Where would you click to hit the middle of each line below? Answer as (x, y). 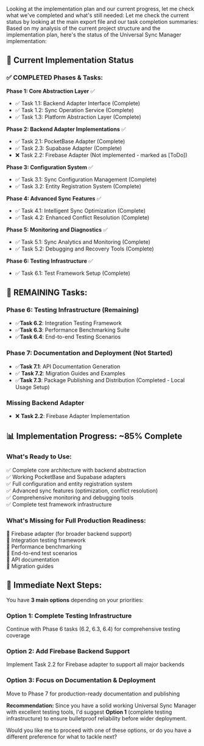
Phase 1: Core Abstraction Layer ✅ (51, 91)
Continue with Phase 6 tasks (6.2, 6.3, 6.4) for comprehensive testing (93, 629)
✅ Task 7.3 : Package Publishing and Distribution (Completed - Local (100, 380)
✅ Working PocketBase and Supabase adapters (66, 477)
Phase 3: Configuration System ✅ (50, 167)
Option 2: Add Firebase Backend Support (68, 651)
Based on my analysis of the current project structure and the (83, 28)
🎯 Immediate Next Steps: (54, 585)
